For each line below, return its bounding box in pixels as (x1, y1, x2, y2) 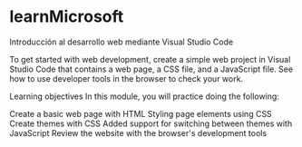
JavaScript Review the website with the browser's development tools (9, 127, 268, 138)
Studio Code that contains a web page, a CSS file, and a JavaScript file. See (9, 64, 293, 74)
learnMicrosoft (9, 6, 124, 27)
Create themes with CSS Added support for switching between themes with (9, 118, 293, 129)
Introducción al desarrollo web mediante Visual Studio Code (9, 36, 234, 47)
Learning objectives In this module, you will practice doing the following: (9, 91, 279, 102)
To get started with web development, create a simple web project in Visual (9, 54, 291, 64)
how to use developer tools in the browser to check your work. (9, 73, 243, 83)
